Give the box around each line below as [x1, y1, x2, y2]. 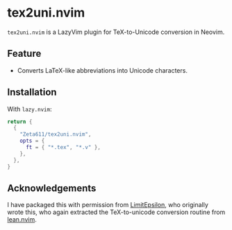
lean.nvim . [7, 215, 37, 224]
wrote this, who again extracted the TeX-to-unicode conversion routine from [7, 208, 226, 216]
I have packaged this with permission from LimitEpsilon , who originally [7, 201, 208, 209]
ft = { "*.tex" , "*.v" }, [25, 144, 101, 151]
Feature [7, 48, 42, 60]
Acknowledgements [7, 182, 97, 194]
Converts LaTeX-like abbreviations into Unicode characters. [17, 66, 188, 74]
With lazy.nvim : [7, 105, 52, 113]
